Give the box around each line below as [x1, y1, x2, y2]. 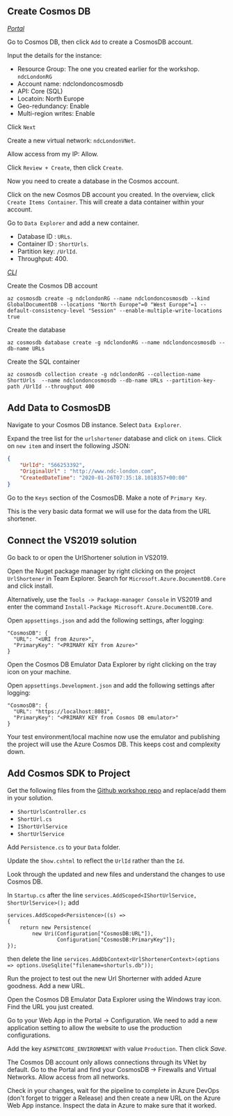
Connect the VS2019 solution [7, 535, 137, 546]
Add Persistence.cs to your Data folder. [7, 842, 120, 851]
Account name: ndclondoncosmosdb [17, 80, 124, 88]
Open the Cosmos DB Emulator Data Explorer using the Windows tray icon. [7, 995, 222, 1004]
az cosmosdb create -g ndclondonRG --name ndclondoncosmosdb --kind [7, 295, 210, 302]
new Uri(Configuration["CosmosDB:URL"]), [32, 930, 154, 937]
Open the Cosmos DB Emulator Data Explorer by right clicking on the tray [7, 660, 217, 669]
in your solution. [7, 794, 54, 802]
